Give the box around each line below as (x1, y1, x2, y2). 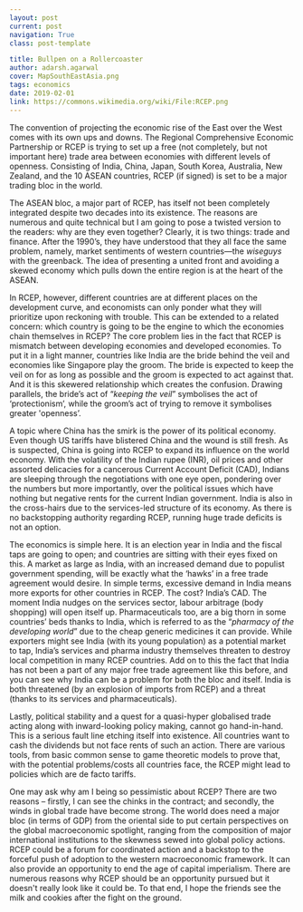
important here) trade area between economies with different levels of (9, 150, 271, 161)
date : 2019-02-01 (9, 88, 75, 98)
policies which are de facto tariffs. (9, 768, 137, 780)
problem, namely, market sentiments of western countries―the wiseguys (9, 246, 282, 257)
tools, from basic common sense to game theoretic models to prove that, (9, 749, 280, 760)
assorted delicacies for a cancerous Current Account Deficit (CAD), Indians (9, 463, 289, 474)
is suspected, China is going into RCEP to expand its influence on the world (9, 444, 289, 455)
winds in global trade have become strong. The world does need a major (9, 805, 280, 816)
